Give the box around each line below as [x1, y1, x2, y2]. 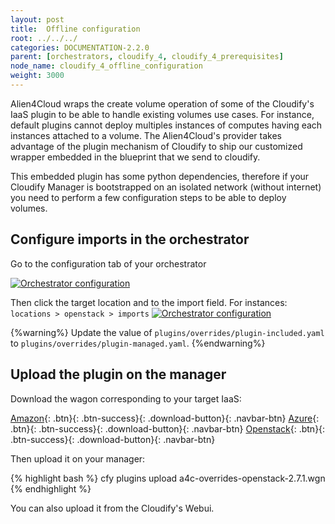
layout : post [10, 14, 65, 25]
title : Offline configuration [10, 24, 141, 34]
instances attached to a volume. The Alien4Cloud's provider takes [10, 129, 282, 141]
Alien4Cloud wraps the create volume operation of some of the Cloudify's [10, 97, 315, 110]
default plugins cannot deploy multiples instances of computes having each [10, 119, 323, 131]
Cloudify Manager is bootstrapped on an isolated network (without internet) [10, 181, 322, 193]
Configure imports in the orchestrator [10, 231, 250, 248]
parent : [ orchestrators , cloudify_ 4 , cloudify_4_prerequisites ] [10, 52, 284, 62]
